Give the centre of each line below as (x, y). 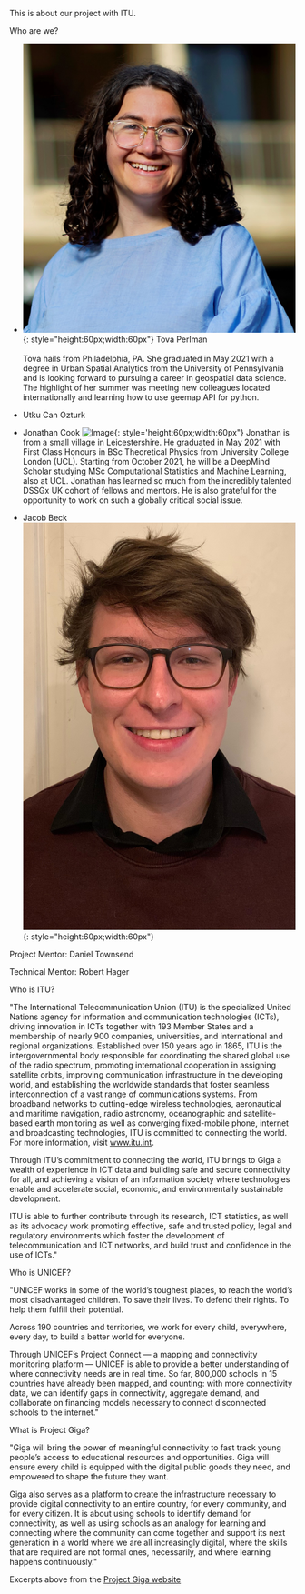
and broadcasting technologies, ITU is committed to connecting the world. (148, 1132)
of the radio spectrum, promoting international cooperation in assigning (143, 1065)
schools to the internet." (54, 1412)
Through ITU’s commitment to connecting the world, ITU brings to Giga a (146, 1159)
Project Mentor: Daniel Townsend (72, 954)
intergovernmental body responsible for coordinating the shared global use (150, 1055)
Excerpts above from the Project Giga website (95, 1579)
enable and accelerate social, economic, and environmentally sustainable (147, 1188)
